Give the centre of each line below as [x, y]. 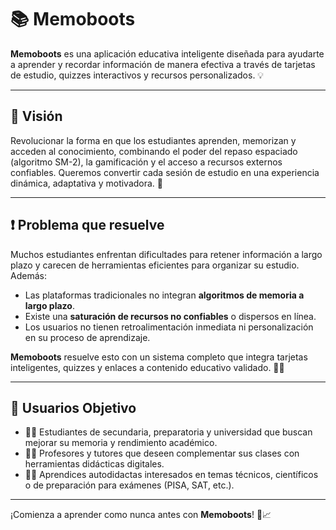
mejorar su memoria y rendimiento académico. [121, 443]
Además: [28, 275]
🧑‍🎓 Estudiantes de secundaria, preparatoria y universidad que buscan [168, 432]
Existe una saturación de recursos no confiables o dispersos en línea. [170, 316]
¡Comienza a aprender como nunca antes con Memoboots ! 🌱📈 [141, 515]
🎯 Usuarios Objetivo [73, 407]
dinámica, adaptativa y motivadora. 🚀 [87, 183]
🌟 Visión [36, 116]
